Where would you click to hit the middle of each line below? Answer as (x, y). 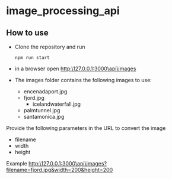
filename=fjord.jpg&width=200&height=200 (60, 170)
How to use (27, 33)
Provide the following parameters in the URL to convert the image (86, 128)
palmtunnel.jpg (42, 110)
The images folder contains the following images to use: (83, 80)
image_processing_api (63, 11)
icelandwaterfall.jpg (57, 104)
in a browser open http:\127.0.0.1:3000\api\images (75, 69)
